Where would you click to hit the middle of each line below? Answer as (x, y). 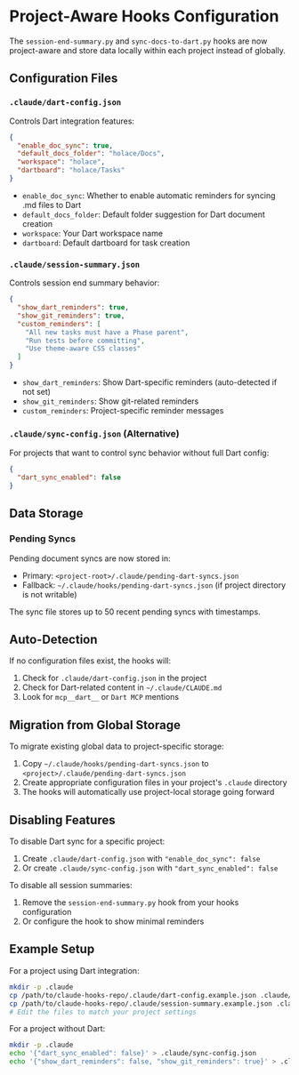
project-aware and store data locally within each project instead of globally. (148, 50)
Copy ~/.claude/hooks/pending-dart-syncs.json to (115, 764)
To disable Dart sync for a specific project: (87, 841)
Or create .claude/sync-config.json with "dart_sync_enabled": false (150, 868)
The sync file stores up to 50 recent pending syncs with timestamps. (135, 612)
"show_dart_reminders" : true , (73, 308)
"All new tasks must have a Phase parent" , (107, 332)
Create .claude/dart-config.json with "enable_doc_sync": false (141, 859)
